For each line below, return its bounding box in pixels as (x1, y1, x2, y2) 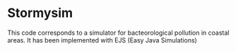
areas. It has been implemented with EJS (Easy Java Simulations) (7, 35, 198, 44)
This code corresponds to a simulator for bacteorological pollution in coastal (7, 28, 230, 37)
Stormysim (7, 5, 73, 21)
